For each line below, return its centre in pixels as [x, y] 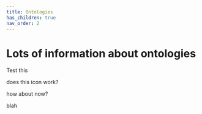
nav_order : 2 [23, 23]
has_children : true [31, 18]
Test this [17, 70]
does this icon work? [32, 82]
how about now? [27, 94]
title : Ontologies [30, 12]
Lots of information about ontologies [101, 53]
